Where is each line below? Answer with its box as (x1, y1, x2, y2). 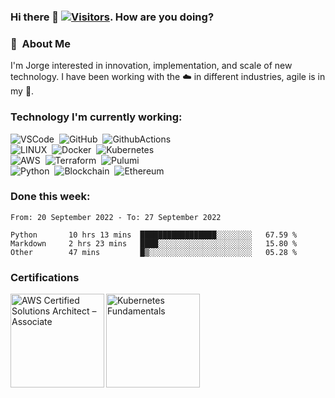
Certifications (10, 270, 80, 284)
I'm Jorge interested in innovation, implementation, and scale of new (10, 60, 293, 72)
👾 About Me (10, 36, 72, 50)
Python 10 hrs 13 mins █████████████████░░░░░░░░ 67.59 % (10, 230, 298, 240)
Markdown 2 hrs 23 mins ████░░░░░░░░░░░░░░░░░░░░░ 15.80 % (10, 238, 298, 249)
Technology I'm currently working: (10, 110, 183, 124)
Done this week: (10, 190, 91, 204)
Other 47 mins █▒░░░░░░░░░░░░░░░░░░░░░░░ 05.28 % (10, 247, 298, 257)
